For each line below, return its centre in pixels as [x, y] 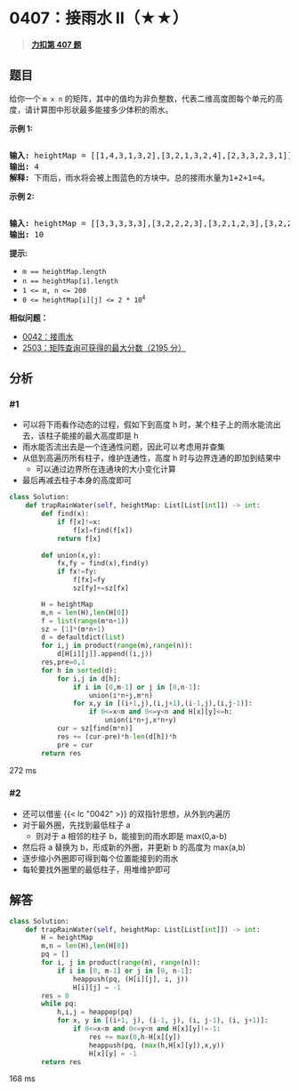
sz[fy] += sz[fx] [101, 588]
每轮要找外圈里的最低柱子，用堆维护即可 [96, 869]
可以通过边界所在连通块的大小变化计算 [105, 469]
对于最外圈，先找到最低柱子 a [76, 825]
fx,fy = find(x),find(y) [103, 563]
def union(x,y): [71, 555]
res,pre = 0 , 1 [64, 663]
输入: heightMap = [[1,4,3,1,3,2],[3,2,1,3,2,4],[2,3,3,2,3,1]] [151, 155]
